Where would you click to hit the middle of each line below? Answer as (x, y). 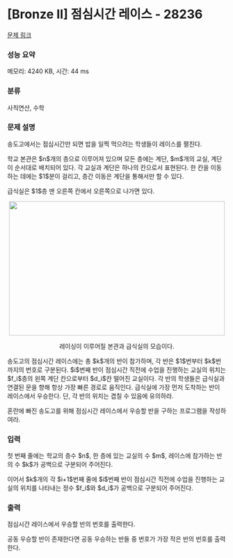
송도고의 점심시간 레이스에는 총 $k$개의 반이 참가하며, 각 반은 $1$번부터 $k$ (112, 361)
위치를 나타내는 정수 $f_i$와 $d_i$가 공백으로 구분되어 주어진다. (106, 488)
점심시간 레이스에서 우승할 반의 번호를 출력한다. (71, 525)
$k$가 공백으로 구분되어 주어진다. (67, 465)
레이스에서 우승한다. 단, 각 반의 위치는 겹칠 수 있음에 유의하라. (90, 395)
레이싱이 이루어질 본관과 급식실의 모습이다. (117, 346)
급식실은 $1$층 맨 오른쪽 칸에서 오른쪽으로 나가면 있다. (81, 191)
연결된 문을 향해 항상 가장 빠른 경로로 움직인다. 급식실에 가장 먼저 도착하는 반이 (114, 387)
